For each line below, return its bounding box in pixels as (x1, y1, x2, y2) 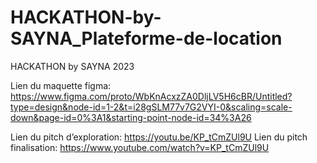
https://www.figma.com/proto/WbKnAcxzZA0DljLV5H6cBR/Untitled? (10, 90, 293, 102)
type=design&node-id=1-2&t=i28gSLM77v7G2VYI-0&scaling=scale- (10, 101, 293, 113)
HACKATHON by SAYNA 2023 (10, 60, 135, 72)
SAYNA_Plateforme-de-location (10, 27, 283, 50)
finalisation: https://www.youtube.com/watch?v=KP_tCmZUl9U (10, 141, 270, 153)
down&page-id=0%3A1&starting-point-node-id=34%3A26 (10, 111, 252, 123)
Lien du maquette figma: (10, 79, 112, 91)
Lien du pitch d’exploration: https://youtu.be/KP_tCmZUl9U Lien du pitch (10, 131, 308, 143)
